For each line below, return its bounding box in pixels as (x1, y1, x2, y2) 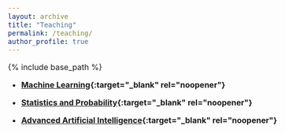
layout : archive (8, 12, 68, 20)
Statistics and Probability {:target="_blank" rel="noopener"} (20, 97, 253, 108)
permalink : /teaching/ (8, 28, 93, 38)
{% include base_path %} (8, 61, 102, 72)
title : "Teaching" (8, 20, 77, 29)
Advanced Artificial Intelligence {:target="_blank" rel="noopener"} (20, 114, 278, 125)
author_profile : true (8, 37, 89, 46)
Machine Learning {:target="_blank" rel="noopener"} (20, 79, 226, 90)
